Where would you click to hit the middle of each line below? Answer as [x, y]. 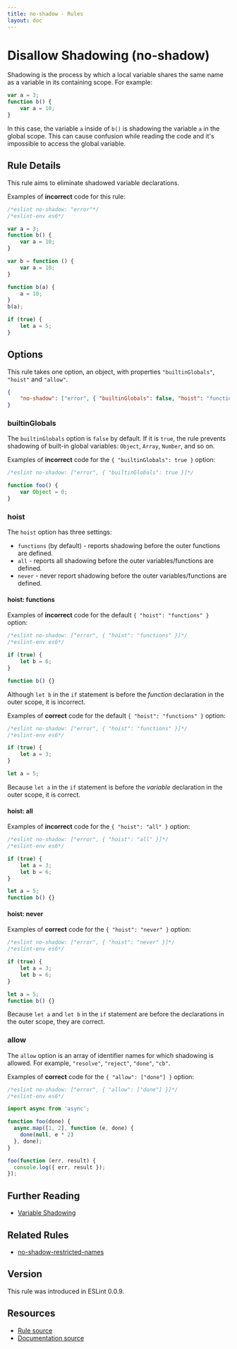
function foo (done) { [39, 1122]
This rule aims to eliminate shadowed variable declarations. [93, 183]
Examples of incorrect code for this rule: [66, 196]
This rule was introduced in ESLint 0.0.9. [66, 1291]
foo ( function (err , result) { [52, 1160]
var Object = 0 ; [44, 492]
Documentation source [51, 1338]
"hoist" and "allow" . [38, 379]
